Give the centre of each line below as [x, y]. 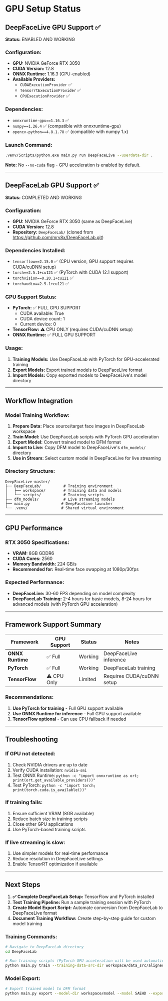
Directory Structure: [30, 471]
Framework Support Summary [53, 625]
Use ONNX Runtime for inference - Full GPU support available [77, 713]
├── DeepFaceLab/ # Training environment [59, 486]
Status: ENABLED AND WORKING [40, 39]
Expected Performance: [35, 582]
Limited [87, 679]
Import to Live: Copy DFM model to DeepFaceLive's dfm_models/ [79, 448]
